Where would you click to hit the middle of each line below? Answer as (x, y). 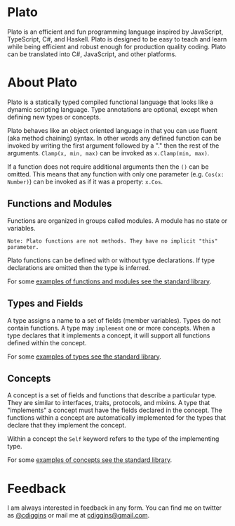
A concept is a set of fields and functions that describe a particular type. (112, 395)
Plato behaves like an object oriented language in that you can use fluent (112, 130)
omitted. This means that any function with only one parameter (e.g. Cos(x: (116, 174)
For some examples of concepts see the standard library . (90, 460)
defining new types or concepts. (54, 117)
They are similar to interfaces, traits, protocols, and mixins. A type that (109, 403)
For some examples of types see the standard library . (84, 357)
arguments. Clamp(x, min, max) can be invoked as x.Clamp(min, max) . (108, 153)
